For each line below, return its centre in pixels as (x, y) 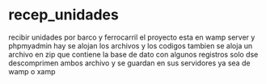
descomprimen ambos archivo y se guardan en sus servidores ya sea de (129, 63)
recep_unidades (63, 15)
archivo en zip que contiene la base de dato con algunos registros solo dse (133, 54)
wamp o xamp (32, 71)
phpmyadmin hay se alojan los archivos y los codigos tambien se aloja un (131, 45)
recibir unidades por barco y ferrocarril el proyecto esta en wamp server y (132, 37)
